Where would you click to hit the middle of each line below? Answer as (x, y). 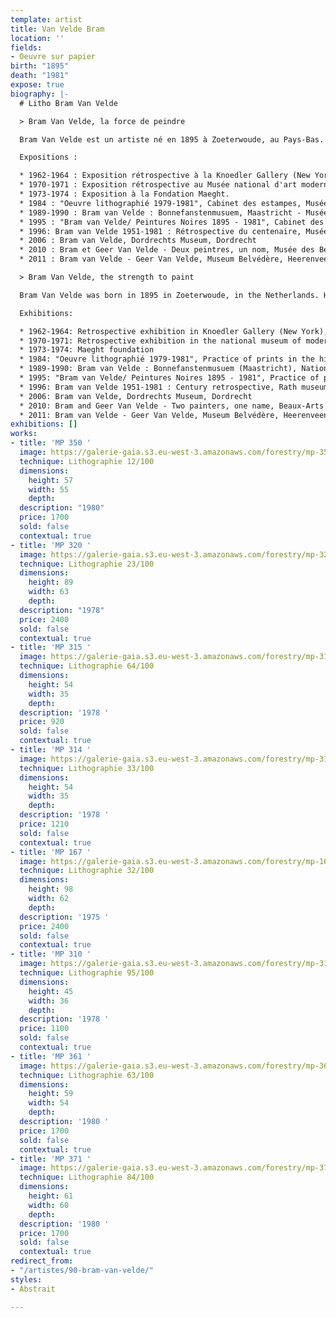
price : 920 (42, 722)
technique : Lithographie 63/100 (87, 1075)
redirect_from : (42, 1261)
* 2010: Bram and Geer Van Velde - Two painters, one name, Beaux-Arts (172, 406)
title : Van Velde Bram (57, 29)
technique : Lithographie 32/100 (87, 871)
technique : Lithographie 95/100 (87, 973)
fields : (26, 47)
